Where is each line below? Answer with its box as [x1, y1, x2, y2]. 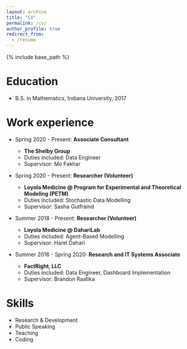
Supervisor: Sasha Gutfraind [23, 203, 94, 210]
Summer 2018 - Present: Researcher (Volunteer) [14, 214, 137, 222]
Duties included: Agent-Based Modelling [23, 232, 124, 240]
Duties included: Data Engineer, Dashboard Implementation [23, 269, 171, 276]
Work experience [6, 116, 94, 130]
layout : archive [6, 8, 47, 15]
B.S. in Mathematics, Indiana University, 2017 [14, 94, 127, 101]
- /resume [11, 37, 36, 43]
